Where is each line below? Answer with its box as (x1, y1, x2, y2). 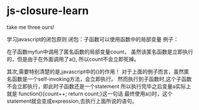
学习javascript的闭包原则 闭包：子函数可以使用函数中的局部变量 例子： (7, 35, 179, 42)
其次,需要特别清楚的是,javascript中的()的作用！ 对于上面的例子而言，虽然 (7, 68, 184, 75)
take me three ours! (7, 24, 54, 31)
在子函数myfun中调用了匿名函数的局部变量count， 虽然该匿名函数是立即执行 (7, 48, 194, 55)
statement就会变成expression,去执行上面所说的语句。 (7, 97, 137, 104)
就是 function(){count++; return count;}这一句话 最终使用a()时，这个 (7, 90, 173, 97)
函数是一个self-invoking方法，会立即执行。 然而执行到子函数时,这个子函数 (11, 75, 192, 82)
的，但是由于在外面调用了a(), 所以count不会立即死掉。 (7, 55, 140, 62)
